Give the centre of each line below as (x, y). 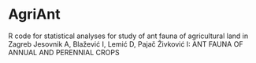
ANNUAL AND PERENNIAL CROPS (64, 52)
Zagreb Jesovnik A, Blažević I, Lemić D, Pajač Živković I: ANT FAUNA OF (126, 44)
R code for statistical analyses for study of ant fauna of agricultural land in (128, 36)
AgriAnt (34, 14)
